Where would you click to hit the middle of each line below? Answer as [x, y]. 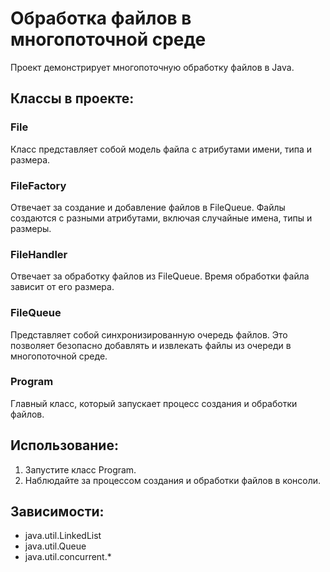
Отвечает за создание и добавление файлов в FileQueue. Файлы [148, 207]
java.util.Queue [55, 546]
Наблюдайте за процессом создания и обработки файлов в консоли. [173, 480]
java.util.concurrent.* [68, 557]
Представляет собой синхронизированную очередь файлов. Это [149, 334]
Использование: [64, 445]
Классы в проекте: [72, 98]
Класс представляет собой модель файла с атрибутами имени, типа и [161, 149]
